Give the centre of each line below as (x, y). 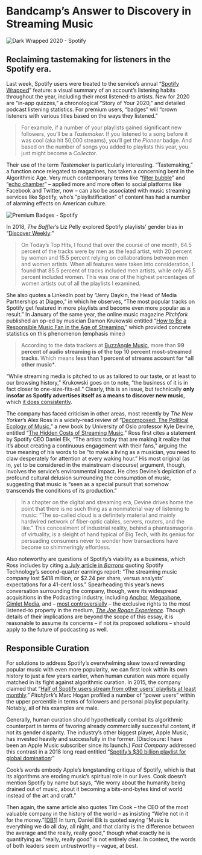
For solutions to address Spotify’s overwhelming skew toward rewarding (96, 663)
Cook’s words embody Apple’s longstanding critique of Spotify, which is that (101, 770)
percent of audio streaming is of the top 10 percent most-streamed (106, 351)
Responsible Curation (48, 648)
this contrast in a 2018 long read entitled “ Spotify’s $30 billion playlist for (96, 751)
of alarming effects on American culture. (56, 203)
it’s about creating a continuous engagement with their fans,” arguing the (97, 446)
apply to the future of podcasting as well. (57, 629)
